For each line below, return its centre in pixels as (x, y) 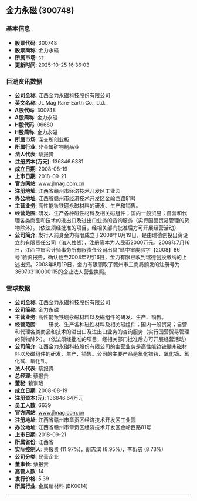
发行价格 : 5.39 (32, 479)
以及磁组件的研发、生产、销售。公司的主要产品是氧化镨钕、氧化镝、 (102, 354)
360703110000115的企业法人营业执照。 (62, 272)
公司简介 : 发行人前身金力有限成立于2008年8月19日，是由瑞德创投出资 (98, 235)
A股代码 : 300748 (35, 110)
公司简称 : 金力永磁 (37, 310)
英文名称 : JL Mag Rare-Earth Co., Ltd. (60, 102)
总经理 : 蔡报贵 (31, 376)
